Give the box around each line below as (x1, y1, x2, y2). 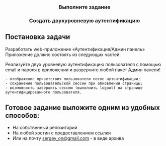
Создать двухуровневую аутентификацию (29, 17, 140, 24)
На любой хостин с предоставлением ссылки (12, 130, 111, 136)
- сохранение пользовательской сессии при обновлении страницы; (5, 81, 143, 86)
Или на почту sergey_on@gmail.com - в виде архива (12, 135, 124, 141)
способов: (5, 111, 40, 120)
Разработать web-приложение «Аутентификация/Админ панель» (5, 46, 145, 52)
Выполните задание (58, 4, 111, 11)
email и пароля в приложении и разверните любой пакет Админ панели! (5, 67, 161, 73)
